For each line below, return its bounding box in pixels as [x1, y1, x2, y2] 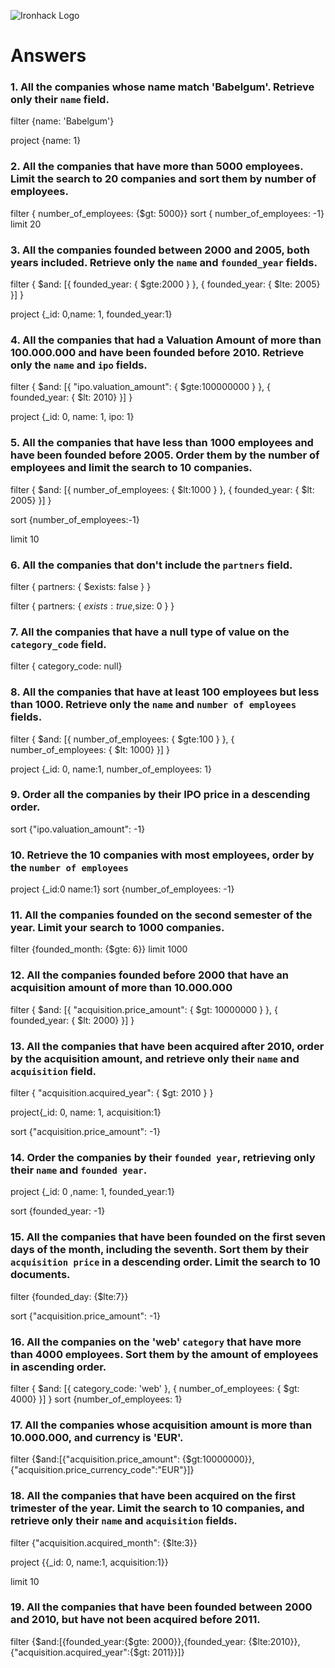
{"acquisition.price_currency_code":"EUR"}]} [10, 1464, 195, 1476]
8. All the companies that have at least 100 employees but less [10, 685, 320, 699]
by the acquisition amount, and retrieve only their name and [10, 1051, 300, 1065]
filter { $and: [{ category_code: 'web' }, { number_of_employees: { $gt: [10, 1382, 300, 1394]
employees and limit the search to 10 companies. [10, 461, 253, 475]
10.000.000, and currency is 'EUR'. [10, 1430, 184, 1444]
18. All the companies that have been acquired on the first [10, 1489, 296, 1503]
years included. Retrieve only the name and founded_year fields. [10, 255, 318, 269]
